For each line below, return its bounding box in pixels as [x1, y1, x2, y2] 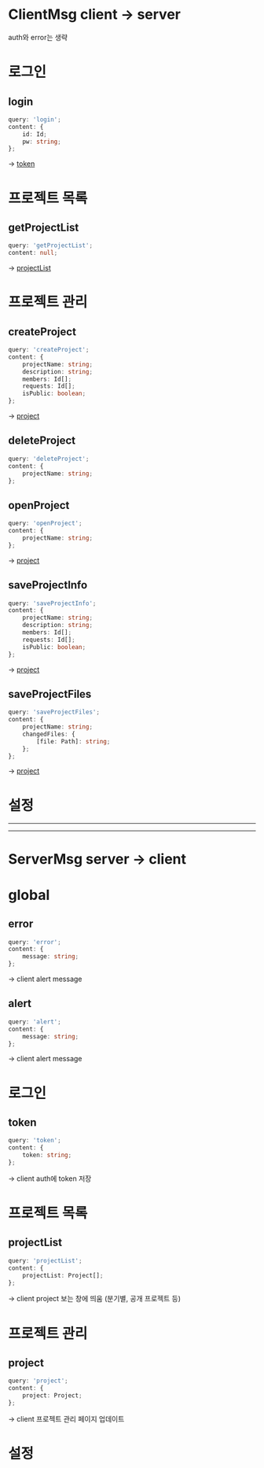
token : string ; [22, 1151, 72, 1160]
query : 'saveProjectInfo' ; [8, 599, 97, 607]
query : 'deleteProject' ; [8, 455, 90, 463]
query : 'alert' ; [8, 1017, 61, 1026]
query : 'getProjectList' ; [8, 242, 93, 249]
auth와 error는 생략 [8, 32, 68, 42]
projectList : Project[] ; [22, 1271, 104, 1279]
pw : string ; [22, 138, 61, 146]
